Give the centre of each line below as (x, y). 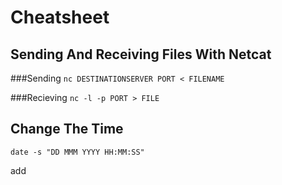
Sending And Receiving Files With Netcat (141, 54)
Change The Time (67, 129)
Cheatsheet (60, 17)
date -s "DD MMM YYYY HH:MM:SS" (77, 152)
